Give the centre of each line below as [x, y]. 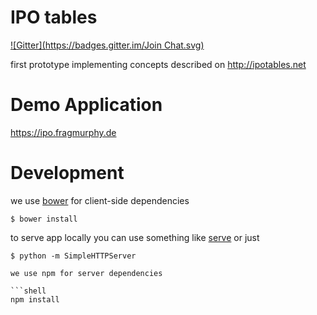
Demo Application [86, 105]
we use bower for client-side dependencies [100, 200]
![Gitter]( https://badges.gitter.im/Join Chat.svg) [107, 45]
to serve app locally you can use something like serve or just [135, 237]
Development [67, 173]
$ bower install [44, 219]
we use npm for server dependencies [86, 273]
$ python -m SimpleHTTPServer [73, 256]
